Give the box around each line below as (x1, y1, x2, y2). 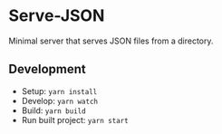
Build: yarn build (21, 105, 87, 116)
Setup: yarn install (21, 85, 98, 96)
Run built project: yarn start (21, 114, 129, 125)
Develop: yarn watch (21, 95, 99, 106)
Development (8, 62, 87, 77)
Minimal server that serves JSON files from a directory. (8, 35, 214, 46)
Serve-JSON (8, 5, 105, 26)
